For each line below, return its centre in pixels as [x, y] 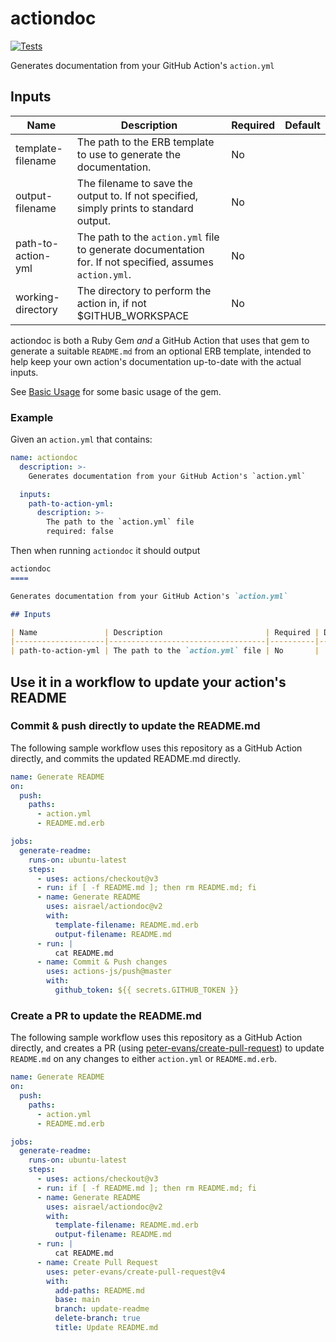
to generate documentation [140, 249]
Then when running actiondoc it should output [105, 551]
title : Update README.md [106, 1328]
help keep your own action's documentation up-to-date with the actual [156, 361]
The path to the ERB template [145, 142]
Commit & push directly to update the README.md [135, 726]
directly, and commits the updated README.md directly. [126, 758]
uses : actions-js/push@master [109, 972]
